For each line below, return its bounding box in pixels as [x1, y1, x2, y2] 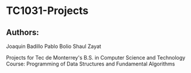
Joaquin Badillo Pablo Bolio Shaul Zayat [6, 43, 102, 50]
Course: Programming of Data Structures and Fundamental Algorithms [6, 60, 175, 67]
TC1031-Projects [6, 4, 89, 18]
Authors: [6, 27, 39, 37]
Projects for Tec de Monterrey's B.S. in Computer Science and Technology [6, 54, 186, 61]
